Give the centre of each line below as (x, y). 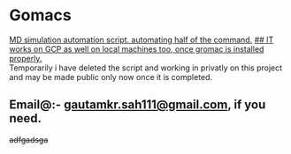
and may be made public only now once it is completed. (111, 77)
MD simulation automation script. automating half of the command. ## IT (142, 40)
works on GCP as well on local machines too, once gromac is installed (137, 48)
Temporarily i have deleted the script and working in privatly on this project (146, 68)
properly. (26, 58)
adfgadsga (29, 139)
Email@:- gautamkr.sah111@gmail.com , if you (138, 105)
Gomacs (41, 15)
